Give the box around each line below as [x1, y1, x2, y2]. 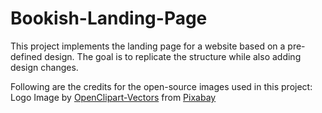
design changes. [10, 61, 79, 73]
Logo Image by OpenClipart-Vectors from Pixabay [10, 91, 217, 103]
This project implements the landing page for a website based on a [10, 40, 286, 52]
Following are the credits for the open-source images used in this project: [10, 80, 313, 92]
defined [10, 50, 43, 62]
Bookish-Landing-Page [10, 7, 208, 30]
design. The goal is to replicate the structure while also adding [44, 50, 302, 62]
